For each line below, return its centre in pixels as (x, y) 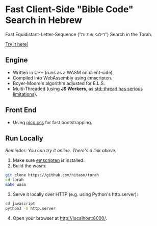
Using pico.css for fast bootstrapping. (53, 122)
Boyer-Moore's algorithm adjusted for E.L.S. (59, 83)
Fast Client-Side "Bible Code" (69, 9)
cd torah (15, 180)
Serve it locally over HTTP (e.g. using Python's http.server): (75, 194)
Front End (21, 110)
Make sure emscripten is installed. (49, 160)
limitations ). (25, 94)
